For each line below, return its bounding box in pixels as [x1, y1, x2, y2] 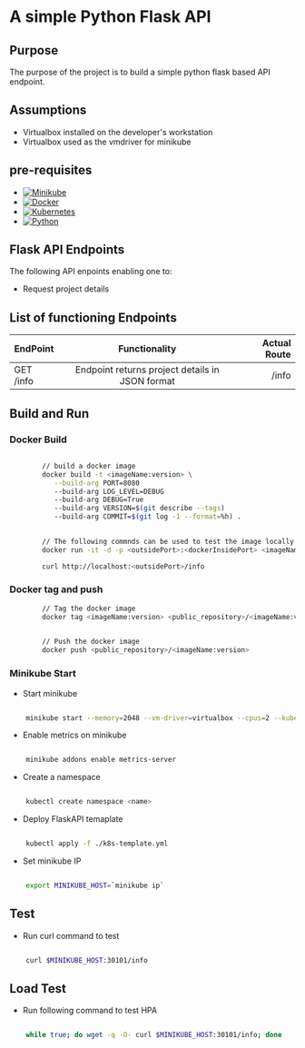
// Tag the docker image [42, 604, 136, 613]
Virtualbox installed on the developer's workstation [22, 126, 213, 137]
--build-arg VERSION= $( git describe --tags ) [54, 504, 225, 513]
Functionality [117, 342, 177, 355]
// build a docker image [42, 461, 136, 470]
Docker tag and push [9, 583, 103, 596]
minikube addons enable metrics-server [25, 756, 177, 765]
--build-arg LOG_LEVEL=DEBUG [54, 487, 165, 496]
